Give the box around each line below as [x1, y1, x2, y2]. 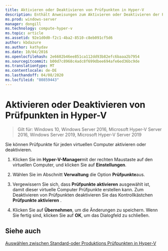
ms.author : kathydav [5, 45, 48, 50]
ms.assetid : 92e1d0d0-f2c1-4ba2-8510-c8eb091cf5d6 [5, 36, 113, 41]
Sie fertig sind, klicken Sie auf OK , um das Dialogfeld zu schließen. [12, 212, 150, 218]
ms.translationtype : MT [5, 63, 55, 68]
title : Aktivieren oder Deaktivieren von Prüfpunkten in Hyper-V [5, 7, 144, 13]
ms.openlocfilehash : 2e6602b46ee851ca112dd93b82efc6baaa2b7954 [5, 54, 140, 59]
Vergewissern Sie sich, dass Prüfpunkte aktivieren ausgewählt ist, [12, 181, 150, 187]
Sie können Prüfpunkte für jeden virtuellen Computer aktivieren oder [5, 141, 146, 147]
